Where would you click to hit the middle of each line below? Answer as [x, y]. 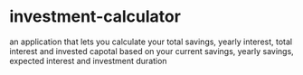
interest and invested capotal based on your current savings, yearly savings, [151, 51]
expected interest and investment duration [88, 61]
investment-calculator [95, 17]
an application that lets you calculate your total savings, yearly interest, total [151, 42]
